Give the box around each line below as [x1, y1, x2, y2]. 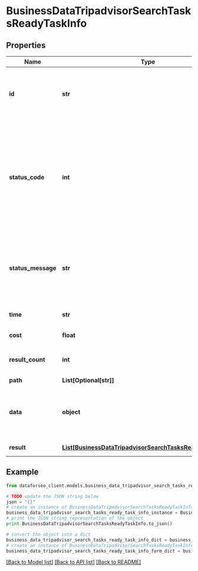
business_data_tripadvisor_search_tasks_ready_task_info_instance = [6, 510, 178, 516]
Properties [6, 40, 46, 50]
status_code [9, 173, 45, 181]
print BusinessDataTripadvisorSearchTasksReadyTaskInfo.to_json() [6, 521, 173, 527]
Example [6, 467, 39, 477]
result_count [9, 355, 45, 364]
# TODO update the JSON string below [6, 493, 99, 500]
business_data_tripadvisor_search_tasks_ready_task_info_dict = [6, 537, 167, 543]
